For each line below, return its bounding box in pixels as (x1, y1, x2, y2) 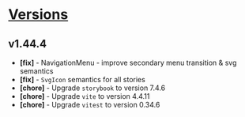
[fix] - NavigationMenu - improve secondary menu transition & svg (19, 58, 237, 67)
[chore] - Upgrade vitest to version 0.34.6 (19, 100, 160, 109)
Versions (8, 6, 69, 24)
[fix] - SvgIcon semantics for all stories (19, 75, 146, 84)
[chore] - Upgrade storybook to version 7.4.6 (19, 83, 166, 92)
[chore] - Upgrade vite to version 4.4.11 (19, 92, 150, 100)
